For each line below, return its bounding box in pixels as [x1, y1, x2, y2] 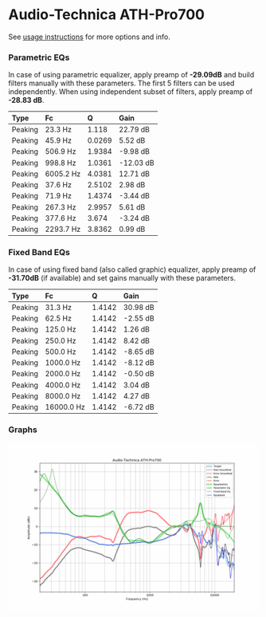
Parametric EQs [8, 52, 70, 63]
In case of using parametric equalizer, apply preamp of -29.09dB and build [8, 70, 255, 80]
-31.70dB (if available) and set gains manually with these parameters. [8, 273, 237, 283]
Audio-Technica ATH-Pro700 [8, 6, 205, 24]
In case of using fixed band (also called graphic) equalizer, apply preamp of [8, 265, 256, 274]
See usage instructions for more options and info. [8, 32, 171, 41]
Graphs [8, 424, 37, 435]
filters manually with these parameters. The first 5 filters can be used [8, 78, 235, 88]
